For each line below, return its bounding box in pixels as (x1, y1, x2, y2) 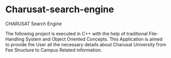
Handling (5, 36, 25, 42)
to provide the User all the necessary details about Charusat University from (5, 41, 166, 47)
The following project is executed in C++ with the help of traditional (5, 30, 148, 36)
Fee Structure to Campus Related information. (5, 47, 102, 53)
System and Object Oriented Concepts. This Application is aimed (25, 36, 163, 42)
